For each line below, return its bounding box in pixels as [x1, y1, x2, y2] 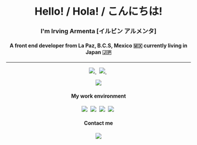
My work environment [71, 92, 126, 99]
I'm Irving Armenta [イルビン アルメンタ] [40, 27, 157, 35]
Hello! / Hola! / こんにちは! [34, 5, 163, 18]
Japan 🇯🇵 [85, 49, 112, 56]
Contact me [84, 120, 113, 127]
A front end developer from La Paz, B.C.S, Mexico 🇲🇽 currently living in [9, 42, 188, 49]
